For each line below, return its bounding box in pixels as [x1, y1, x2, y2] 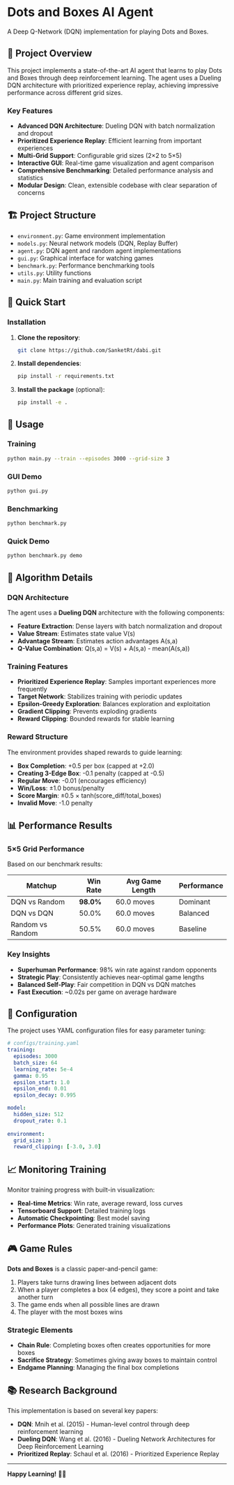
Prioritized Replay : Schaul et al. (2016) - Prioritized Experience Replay [17, 1450, 219, 1458]
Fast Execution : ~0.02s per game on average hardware [17, 988, 178, 996]
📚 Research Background [7, 1384, 117, 1396]
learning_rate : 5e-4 [13, 1066, 73, 1073]
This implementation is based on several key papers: [7, 1407, 159, 1415]
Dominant [178, 897, 211, 907]
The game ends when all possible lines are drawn [17, 1300, 160, 1308]
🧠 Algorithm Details [7, 571, 93, 583]
